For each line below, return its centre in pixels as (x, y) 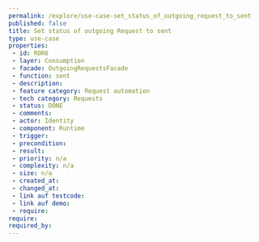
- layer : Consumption (48, 61)
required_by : (30, 226)
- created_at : (36, 181)
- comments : (32, 114)
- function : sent (41, 76)
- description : (37, 83)
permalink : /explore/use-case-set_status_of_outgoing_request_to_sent (130, 16)
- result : (28, 151)
